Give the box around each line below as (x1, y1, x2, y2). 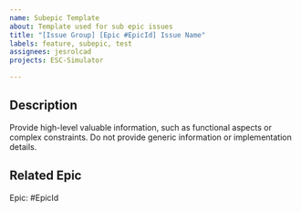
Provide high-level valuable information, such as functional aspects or (9, 122, 272, 132)
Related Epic (9, 168, 82, 184)
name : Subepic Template (9, 13, 100, 23)
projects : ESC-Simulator (9, 56, 104, 65)
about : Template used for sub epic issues (9, 22, 173, 31)
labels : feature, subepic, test (9, 38, 132, 48)
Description (9, 98, 78, 113)
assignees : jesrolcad (9, 48, 92, 57)
